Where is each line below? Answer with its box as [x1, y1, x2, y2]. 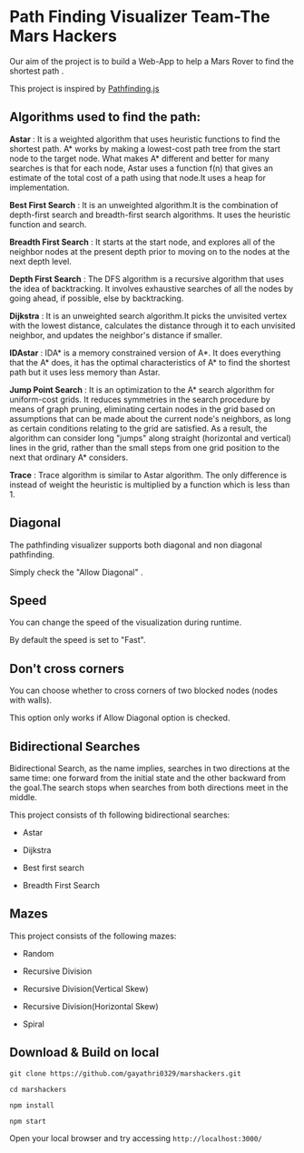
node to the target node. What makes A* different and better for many [9, 153, 270, 164]
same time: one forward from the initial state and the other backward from [9, 773, 286, 783]
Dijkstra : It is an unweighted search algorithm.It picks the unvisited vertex [9, 310, 288, 321]
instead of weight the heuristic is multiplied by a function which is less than [9, 479, 290, 490]
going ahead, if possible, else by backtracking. [9, 293, 184, 304]
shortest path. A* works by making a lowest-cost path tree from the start [9, 143, 281, 154]
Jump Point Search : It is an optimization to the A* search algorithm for [9, 384, 275, 395]
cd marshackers [9, 1085, 67, 1094]
